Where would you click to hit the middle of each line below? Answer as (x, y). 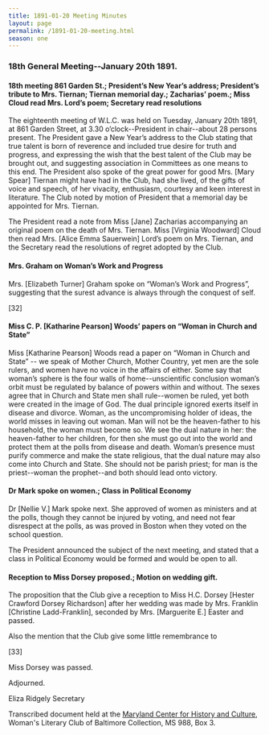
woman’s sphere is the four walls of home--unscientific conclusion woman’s (134, 378)
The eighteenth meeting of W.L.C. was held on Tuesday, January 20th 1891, (133, 121)
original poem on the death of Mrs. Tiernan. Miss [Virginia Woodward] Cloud (134, 230)
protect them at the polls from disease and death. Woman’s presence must (132, 447)
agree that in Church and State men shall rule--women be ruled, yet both (128, 395)
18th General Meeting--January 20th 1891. (93, 67)
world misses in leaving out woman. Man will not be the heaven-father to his (134, 421)
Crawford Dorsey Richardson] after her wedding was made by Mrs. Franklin (133, 604)
